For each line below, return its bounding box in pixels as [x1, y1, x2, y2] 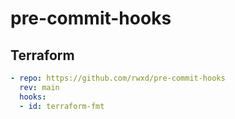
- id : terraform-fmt [19, 101, 105, 111]
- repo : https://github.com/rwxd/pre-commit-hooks [10, 73, 226, 83]
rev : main [19, 82, 60, 92]
